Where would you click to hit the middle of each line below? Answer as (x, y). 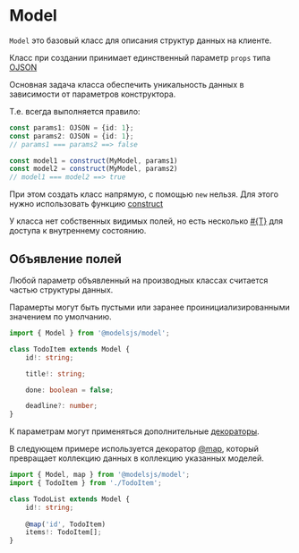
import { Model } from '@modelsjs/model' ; (90, 333)
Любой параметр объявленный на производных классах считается (139, 280)
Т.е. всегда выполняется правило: (75, 111)
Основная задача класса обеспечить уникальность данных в (127, 84)
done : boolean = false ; (70, 390)
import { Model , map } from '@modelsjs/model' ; (100, 475)
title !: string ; (56, 374)
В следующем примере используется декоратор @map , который (134, 449)
